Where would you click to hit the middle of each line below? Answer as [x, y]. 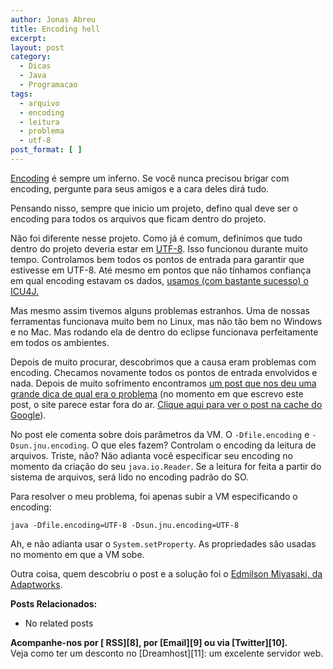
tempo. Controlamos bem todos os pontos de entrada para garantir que [157, 259]
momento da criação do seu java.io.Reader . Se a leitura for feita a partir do [166, 466]
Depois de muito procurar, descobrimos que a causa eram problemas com [163, 362]
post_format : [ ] [46, 150]
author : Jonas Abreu [53, 19]
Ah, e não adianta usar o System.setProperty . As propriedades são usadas [163, 543]
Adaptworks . [36, 584]
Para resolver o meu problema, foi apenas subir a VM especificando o [154, 496]
